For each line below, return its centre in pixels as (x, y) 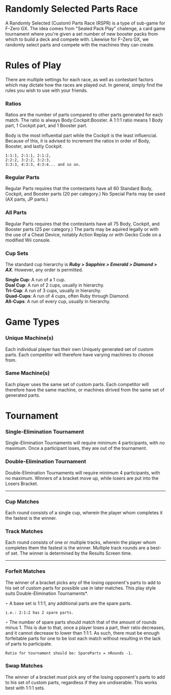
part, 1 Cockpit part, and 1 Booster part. (46, 126)
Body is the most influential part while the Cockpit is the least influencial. (81, 135)
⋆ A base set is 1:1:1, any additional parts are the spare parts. (69, 603)
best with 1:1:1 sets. (25, 688)
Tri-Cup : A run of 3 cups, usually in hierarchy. (53, 291)
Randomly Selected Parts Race (72, 9)
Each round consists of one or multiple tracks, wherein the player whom (81, 542)
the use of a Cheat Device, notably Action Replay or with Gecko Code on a (83, 234)
